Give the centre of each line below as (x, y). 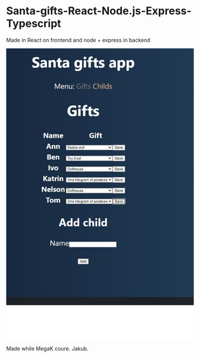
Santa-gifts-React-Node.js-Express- (99, 11)
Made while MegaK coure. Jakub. (47, 348)
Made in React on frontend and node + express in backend (78, 40)
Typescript (34, 23)
